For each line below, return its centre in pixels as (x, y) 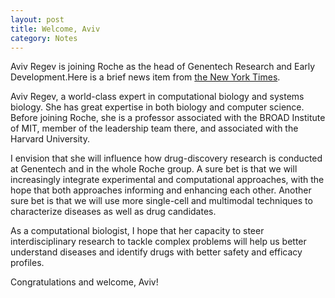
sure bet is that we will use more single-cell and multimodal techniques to (161, 201)
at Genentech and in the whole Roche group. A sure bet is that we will (154, 169)
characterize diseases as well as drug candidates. (113, 212)
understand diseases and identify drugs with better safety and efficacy (156, 252)
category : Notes (44, 38)
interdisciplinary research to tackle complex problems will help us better (158, 242)
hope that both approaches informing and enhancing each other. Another (161, 190)
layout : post (37, 19)
